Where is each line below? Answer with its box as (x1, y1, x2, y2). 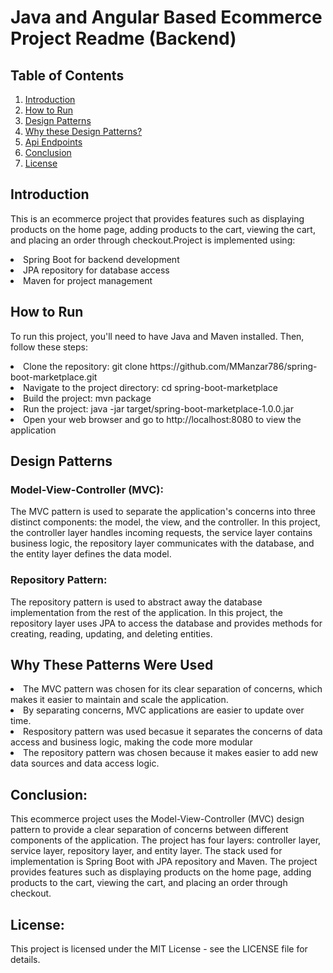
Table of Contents (10, 67, 125, 84)
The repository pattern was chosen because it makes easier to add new (23, 747, 319, 759)
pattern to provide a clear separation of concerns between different (10, 824, 289, 836)
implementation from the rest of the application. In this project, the (10, 606, 283, 618)
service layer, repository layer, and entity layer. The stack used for (10, 845, 283, 857)
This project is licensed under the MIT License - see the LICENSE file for (10, 943, 308, 955)
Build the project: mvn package (23, 392, 152, 404)
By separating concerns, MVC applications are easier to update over (23, 704, 305, 716)
